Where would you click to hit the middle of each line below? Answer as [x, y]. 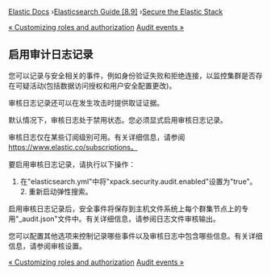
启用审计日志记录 [51, 54]
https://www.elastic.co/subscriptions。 [73, 147]
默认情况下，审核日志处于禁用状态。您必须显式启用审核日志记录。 [118, 119]
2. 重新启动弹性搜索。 [56, 191]
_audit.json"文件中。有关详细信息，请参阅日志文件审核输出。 [119, 219]
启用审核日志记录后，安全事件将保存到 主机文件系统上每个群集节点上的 [125, 208]
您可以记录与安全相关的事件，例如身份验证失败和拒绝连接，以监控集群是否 [132, 75]
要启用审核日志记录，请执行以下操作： [72, 164]
